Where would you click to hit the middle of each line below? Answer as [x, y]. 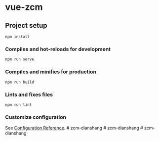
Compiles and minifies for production [51, 72]
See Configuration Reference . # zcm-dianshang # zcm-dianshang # [74, 128]
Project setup [26, 25]
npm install [17, 37]
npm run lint [19, 105]
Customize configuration [36, 117]
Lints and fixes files [29, 94]
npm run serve [20, 59]
